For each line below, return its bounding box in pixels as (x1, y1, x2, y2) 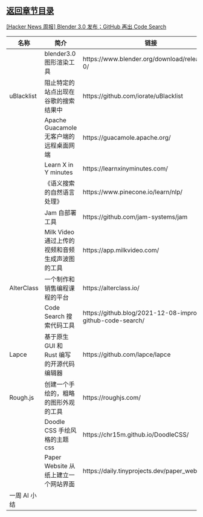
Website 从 (44, 461, 76, 470)
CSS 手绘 (44, 426, 71, 434)
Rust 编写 (44, 350, 71, 359)
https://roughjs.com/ (82, 393, 141, 402)
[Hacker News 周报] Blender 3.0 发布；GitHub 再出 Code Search (6, 23, 167, 30)
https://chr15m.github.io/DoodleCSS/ (82, 430, 189, 438)
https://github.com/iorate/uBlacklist (82, 91, 183, 100)
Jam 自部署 (44, 208, 77, 216)
